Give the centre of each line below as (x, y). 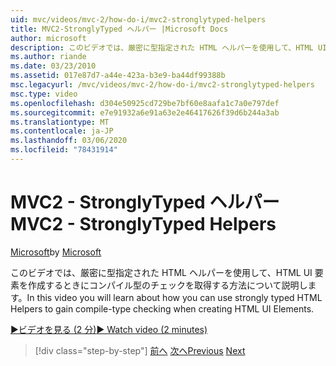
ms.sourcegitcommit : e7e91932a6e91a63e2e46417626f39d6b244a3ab (145, 112)
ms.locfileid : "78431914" (64, 150)
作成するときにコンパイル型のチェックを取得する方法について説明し (167, 285)
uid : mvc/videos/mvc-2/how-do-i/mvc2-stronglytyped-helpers (138, 19)
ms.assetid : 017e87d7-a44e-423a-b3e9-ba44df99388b (118, 76)
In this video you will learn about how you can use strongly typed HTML (174, 297)
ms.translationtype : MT (60, 122)
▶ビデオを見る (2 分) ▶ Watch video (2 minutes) (109, 329)
